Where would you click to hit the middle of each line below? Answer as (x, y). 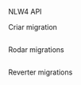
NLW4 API (25, 12)
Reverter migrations (40, 72)
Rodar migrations (37, 50)
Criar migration (33, 27)
